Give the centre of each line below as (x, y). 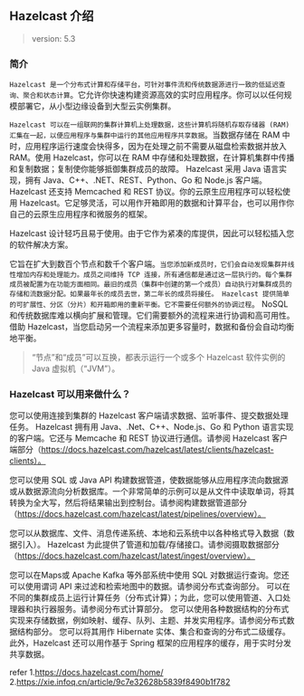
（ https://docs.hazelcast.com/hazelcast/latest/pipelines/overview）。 (138, 514)
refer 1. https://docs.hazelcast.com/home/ (87, 672)
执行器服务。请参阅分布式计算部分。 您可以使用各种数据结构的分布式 (161, 609)
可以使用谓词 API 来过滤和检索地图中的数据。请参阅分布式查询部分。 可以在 (150, 586)
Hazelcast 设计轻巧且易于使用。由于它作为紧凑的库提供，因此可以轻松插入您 (152, 234)
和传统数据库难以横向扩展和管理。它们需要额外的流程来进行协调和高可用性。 (152, 316)
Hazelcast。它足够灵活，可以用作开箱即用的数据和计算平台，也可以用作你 (157, 203)
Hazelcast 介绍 (52, 16)
